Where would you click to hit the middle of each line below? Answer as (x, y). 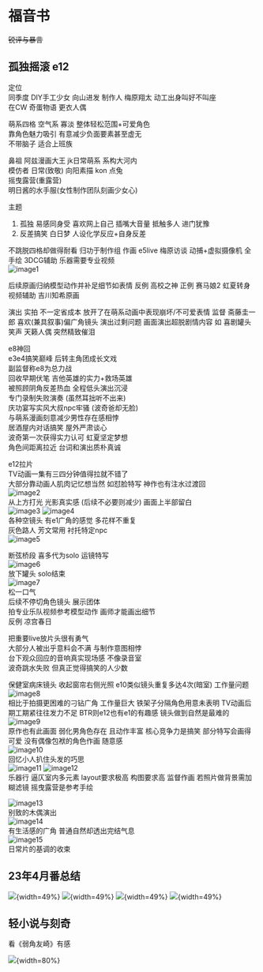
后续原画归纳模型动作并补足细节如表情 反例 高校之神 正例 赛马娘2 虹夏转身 (130, 285)
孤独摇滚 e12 (39, 67)
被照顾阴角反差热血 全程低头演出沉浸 (68, 388)
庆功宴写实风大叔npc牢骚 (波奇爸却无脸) (73, 407)
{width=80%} (38, 961)
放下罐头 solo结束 (37, 573)
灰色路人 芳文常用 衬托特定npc (58, 530)
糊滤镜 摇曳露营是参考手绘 (51, 787)
